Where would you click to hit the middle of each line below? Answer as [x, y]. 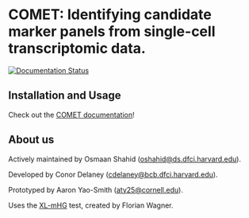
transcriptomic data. [77, 49]
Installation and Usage [65, 96]
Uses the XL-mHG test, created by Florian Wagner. [91, 205]
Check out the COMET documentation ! [71, 115]
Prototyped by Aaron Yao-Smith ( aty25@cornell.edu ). [96, 189]
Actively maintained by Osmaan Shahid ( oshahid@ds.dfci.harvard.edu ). [125, 159]
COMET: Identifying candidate [110, 15]
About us [31, 140]
